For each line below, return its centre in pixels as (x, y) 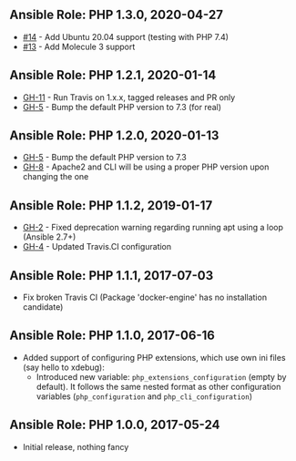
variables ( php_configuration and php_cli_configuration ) (144, 396)
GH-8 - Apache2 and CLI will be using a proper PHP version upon (146, 167)
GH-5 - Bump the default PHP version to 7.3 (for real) (122, 107)
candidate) (43, 307)
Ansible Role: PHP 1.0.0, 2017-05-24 (115, 425)
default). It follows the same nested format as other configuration (158, 386)
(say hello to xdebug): (63, 367)
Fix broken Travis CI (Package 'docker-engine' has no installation (144, 297)
